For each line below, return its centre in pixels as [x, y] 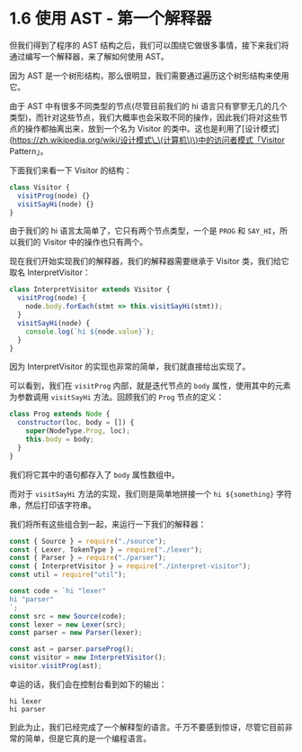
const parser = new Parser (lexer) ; [76, 633]
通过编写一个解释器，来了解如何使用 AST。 [89, 56]
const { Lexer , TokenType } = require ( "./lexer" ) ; [106, 550]
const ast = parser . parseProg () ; [72, 649]
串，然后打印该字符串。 [53, 505]
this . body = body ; [60, 440]
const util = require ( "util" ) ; [68, 575]
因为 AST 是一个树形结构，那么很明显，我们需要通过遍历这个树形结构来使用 [149, 75]
